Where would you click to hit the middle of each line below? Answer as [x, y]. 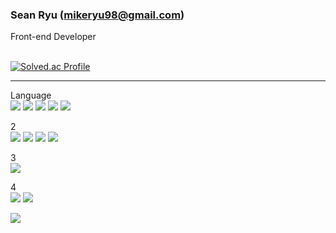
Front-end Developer [53, 37]
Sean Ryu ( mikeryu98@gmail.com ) [97, 15]
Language [31, 95]
